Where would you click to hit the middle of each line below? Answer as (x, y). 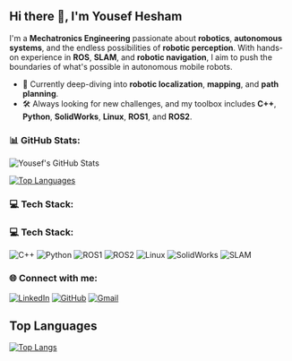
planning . (40, 93)
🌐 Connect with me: (54, 279)
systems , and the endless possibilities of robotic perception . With (132, 47)
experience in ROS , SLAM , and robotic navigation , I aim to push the (147, 57)
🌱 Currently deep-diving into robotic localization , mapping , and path (150, 84)
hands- (270, 47)
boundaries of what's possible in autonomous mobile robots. (121, 66)
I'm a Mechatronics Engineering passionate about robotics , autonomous (146, 38)
